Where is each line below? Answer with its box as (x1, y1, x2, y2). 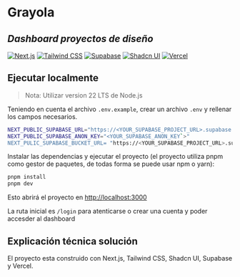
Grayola (7, 4, 55, 21)
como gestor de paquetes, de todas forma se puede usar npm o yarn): (7, 160, 215, 168)
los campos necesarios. (7, 112, 78, 121)
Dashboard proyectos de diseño (7, 33, 154, 45)
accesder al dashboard (7, 214, 76, 223)
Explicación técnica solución (7, 235, 138, 247)
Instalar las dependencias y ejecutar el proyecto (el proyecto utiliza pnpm (7, 152, 224, 161)
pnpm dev (7, 180, 34, 187)
